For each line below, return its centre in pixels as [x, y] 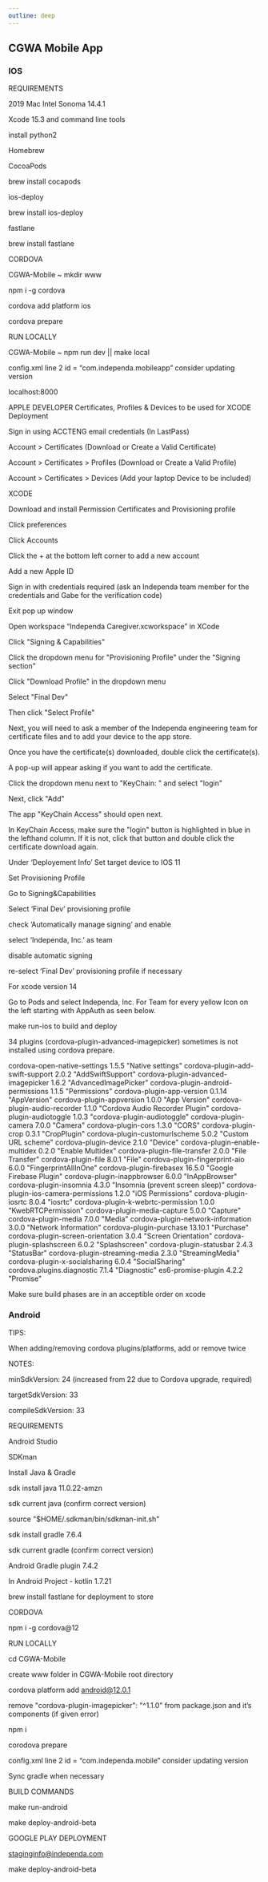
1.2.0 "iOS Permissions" [154, 1193]
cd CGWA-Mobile [37, 1658]
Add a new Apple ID [41, 571]
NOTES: [21, 1363]
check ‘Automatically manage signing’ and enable [90, 925]
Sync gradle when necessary [56, 1775]
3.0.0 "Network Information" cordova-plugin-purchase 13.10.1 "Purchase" [129, 1228]
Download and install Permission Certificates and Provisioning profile [122, 509]
